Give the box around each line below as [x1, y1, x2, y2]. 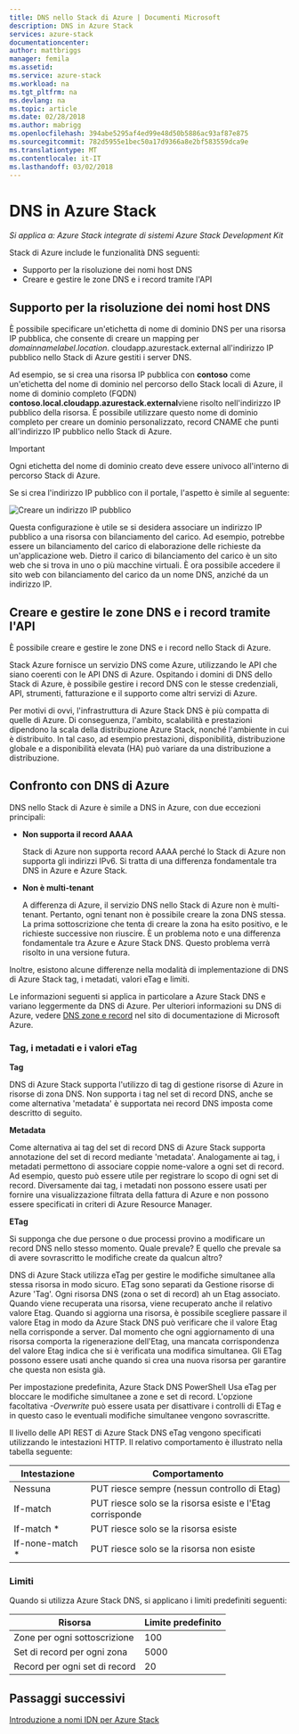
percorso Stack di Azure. [9, 470, 101, 481]
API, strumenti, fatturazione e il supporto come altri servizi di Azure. [9, 687, 258, 698]
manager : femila [9, 54, 69, 63]
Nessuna [13, 1483, 52, 1495]
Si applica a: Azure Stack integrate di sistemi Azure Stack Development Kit [9, 230, 284, 241]
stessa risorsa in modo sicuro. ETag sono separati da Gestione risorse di [9, 1279, 275, 1290]
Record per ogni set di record [13, 1660, 136, 1672]
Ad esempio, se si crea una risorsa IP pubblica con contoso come [9, 369, 251, 380]
